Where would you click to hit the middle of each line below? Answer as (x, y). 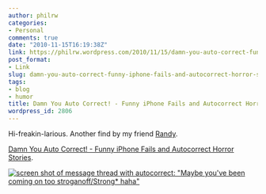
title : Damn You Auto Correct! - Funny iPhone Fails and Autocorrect (125, 104)
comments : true (33, 38)
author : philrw (33, 15)
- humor (21, 97)
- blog (19, 89)
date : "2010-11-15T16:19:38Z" (58, 45)
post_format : (30, 60)
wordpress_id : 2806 (40, 112)
